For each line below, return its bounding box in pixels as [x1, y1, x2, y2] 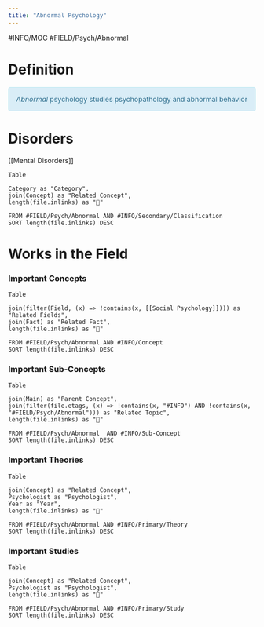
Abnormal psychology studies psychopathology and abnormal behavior [16, 94, 248, 104]
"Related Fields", [8, 311, 68, 319]
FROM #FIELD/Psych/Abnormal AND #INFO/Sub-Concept [8, 429, 181, 438]
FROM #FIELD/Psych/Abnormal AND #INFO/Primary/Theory [8, 520, 189, 528]
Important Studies [8, 545, 79, 556]
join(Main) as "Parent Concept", [8, 396, 118, 403]
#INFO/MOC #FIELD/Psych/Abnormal [8, 33, 129, 42]
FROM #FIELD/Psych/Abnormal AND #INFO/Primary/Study [8, 604, 185, 612]
